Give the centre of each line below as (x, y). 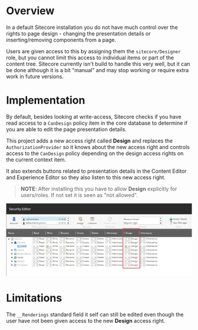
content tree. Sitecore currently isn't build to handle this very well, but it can (98, 64)
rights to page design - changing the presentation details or (78, 33)
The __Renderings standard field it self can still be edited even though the (95, 315)
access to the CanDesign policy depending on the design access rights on (95, 153)
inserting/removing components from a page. (61, 40)
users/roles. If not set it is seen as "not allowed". (79, 195)
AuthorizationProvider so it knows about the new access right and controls (98, 147)
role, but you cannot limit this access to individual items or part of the (90, 57)
